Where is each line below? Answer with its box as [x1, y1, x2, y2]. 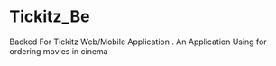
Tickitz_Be [9, 6, 90, 27]
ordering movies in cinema [9, 45, 108, 56]
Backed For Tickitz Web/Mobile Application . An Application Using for [9, 36, 268, 47]
